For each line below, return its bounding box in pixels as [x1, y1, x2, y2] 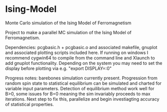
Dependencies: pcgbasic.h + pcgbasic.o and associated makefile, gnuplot [5, 44, 158, 50]
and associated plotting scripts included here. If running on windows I [5, 50, 149, 56]
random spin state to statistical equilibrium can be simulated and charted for [5, 80, 162, 86]
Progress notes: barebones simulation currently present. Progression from [5, 75, 158, 81]
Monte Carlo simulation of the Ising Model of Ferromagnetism [5, 20, 132, 26]
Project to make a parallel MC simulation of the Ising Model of [5, 29, 132, 35]
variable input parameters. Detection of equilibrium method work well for [5, 85, 155, 91]
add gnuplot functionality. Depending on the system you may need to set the [5, 60, 163, 66]
